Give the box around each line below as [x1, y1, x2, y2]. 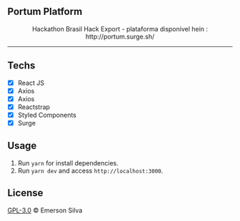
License [7, 187, 44, 199]
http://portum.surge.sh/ [85, 32, 155, 41]
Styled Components [17, 110, 77, 119]
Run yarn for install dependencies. [17, 158, 119, 167]
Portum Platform [7, 6, 83, 18]
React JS [17, 78, 45, 87]
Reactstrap [17, 103, 50, 111]
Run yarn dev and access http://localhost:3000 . [17, 166, 164, 175]
